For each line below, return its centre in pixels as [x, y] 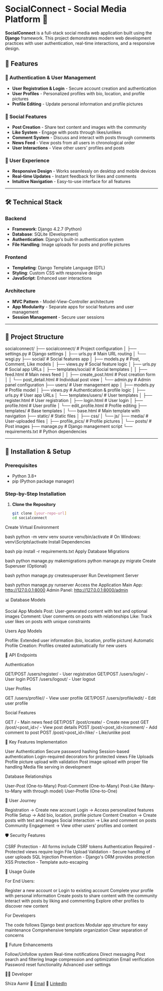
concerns [15, 935]
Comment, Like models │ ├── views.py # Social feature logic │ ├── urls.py [81, 364]
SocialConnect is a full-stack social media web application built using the [79, 33]
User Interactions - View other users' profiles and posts [68, 148]
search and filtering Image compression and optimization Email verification [80, 959]
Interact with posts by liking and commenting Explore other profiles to [75, 901]
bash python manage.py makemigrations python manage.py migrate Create [81, 561]
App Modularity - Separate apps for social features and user [73, 306]
